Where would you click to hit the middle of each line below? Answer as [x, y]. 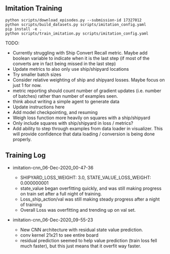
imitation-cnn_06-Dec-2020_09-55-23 [53, 220]
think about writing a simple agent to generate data [66, 101]
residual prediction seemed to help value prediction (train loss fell [89, 240]
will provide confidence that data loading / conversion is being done [83, 134]
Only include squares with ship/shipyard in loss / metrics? [73, 123]
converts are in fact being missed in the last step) [64, 64]
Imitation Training [34, 8]
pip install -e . [24, 29]
